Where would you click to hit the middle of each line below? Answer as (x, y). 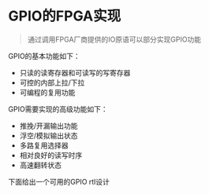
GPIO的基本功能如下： (44, 56)
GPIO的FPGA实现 (65, 16)
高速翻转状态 (40, 165)
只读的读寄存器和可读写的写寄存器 (75, 72)
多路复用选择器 (44, 145)
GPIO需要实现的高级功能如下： (58, 109)
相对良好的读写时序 (51, 155)
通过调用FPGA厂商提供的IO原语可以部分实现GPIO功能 (114, 39)
